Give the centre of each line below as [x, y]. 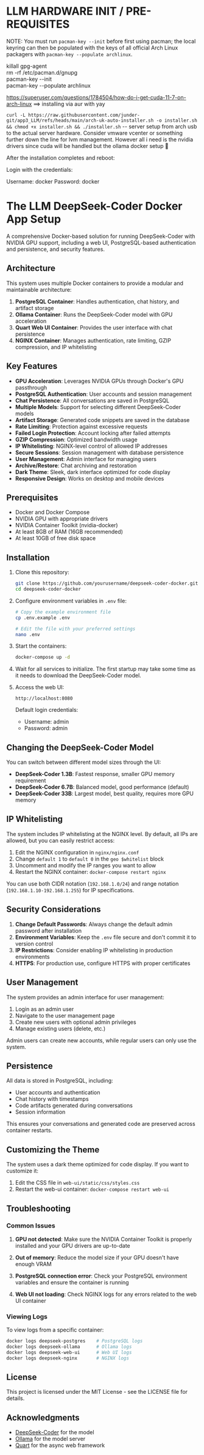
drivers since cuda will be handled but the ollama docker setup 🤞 [88, 146]
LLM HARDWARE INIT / [65, 11]
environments [32, 957]
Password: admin [46, 728]
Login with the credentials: [40, 169]
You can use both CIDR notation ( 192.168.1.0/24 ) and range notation [93, 883]
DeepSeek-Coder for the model [55, 1432]
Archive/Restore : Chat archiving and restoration [76, 465]
